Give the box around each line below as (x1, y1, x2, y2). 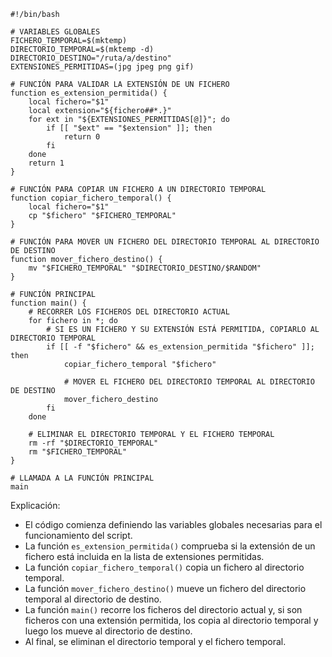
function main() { (10, 298, 87, 308)
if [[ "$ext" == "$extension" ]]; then (46, 123, 213, 133)
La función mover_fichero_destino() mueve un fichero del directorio (24, 583, 307, 594)
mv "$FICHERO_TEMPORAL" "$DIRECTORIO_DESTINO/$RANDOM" (28, 263, 262, 273)
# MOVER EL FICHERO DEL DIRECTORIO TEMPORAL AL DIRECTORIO (63, 377, 315, 387)
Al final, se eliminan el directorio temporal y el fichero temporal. (24, 636, 287, 647)
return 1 (28, 158, 65, 168)
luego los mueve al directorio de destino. (24, 625, 193, 637)
